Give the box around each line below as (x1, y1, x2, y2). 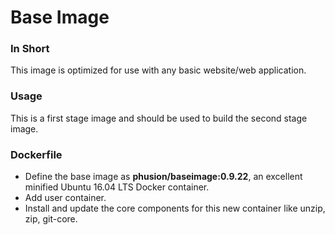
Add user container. (24, 192, 107, 204)
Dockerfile (10, 147, 63, 161)
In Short (10, 42, 50, 56)
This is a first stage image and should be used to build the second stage (10, 112, 308, 124)
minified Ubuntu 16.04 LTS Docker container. (24, 181, 210, 193)
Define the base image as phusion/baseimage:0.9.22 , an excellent (24, 171, 303, 183)
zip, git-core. (24, 213, 78, 225)
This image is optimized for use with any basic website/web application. (10, 64, 307, 76)
